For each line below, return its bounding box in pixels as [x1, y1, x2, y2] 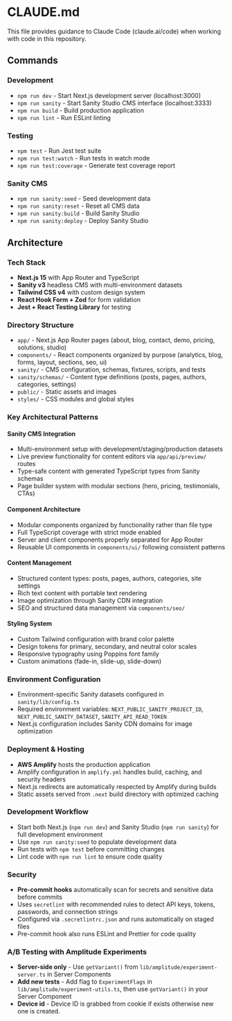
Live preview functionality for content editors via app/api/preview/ [17, 452, 207, 460]
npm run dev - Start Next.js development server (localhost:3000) [17, 91, 202, 99]
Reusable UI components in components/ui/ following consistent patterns [17, 542, 226, 551]
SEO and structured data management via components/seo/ [17, 604, 186, 612]
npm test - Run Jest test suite [17, 147, 102, 155]
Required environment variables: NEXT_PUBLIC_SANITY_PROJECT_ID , [17, 705, 204, 713]
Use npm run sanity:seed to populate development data [17, 838, 177, 846]
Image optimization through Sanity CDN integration [17, 596, 163, 604]
